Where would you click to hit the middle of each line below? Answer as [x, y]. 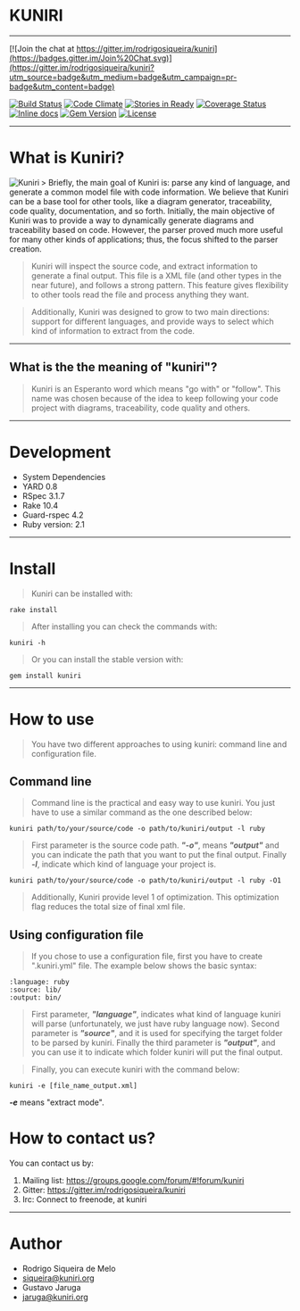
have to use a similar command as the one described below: [142, 812]
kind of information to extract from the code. [112, 330]
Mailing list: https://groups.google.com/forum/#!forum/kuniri [133, 1181]
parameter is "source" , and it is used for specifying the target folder [157, 1033]
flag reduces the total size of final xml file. [108, 907]
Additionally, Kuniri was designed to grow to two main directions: [150, 311]
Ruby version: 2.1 [53, 524]
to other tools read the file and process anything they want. [140, 295]
